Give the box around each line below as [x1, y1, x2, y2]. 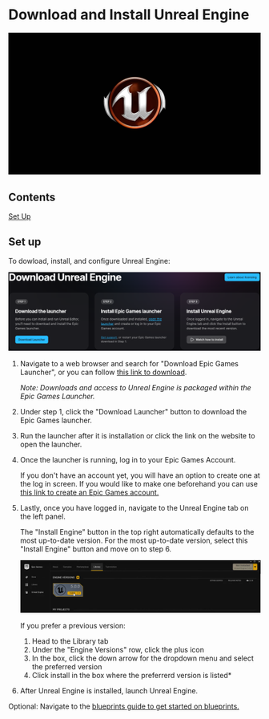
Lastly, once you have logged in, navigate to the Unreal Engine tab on [19, 503, 249, 513]
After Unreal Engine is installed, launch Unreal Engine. [19, 686, 199, 696]
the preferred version [31, 662, 102, 672]
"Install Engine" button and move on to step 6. [19, 544, 172, 554]
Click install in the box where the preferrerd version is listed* [31, 671, 232, 681]
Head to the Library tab [31, 636, 109, 646]
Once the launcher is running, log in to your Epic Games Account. [19, 455, 236, 465]
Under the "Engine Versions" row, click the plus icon [31, 645, 204, 655]
